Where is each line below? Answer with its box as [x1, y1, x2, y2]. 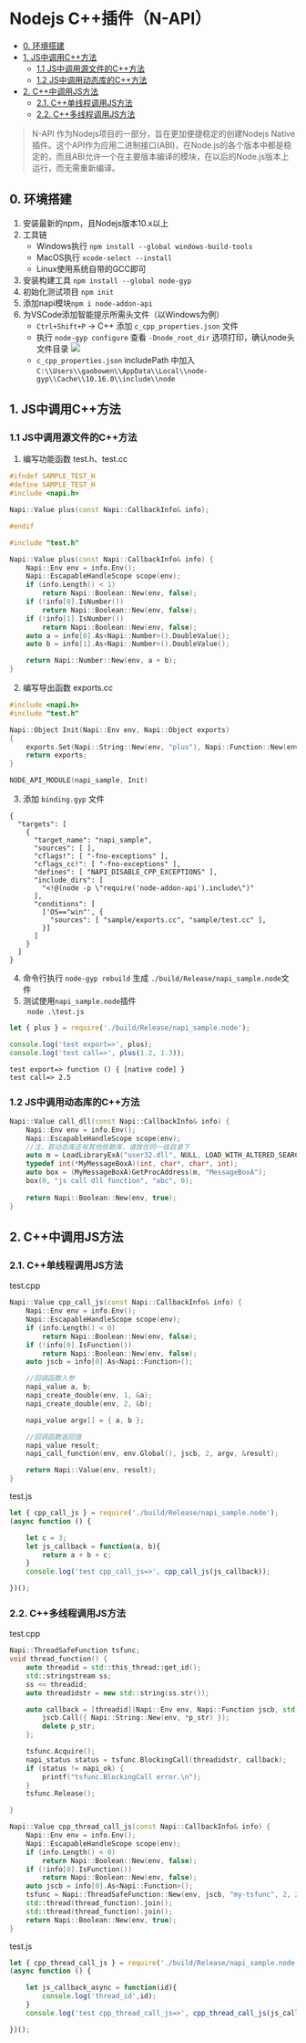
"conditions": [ [33, 900, 96, 909]
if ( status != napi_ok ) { [25, 1764, 125, 1773]
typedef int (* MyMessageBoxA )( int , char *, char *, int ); [25, 1159, 239, 1168]
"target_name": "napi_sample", [33, 836, 153, 845]
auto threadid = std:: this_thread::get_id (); [25, 1663, 202, 1672]
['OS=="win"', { [42, 907, 104, 917]
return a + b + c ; [42, 1550, 112, 1559]
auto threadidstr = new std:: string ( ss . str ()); [25, 1688, 209, 1698]
